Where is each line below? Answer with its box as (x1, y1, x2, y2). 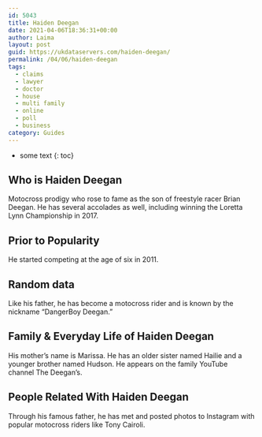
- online (15, 107, 44, 115)
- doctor (15, 84, 44, 93)
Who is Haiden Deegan (8, 174, 123, 187)
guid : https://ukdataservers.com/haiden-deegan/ (8, 48, 171, 56)
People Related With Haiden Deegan (8, 390, 189, 404)
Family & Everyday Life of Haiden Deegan (8, 330, 215, 343)
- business (15, 121, 51, 129)
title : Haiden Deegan (8, 19, 79, 27)
